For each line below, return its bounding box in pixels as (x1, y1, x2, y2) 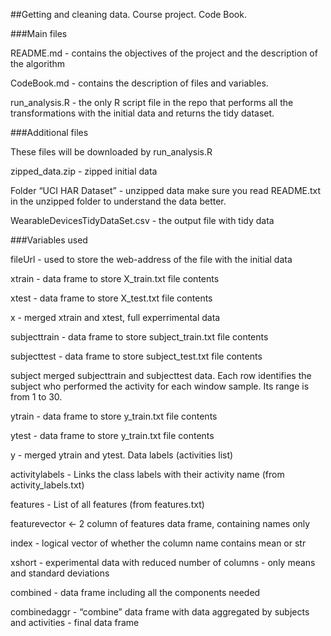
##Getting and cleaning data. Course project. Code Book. (10, 9, 247, 20)
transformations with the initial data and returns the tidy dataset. (10, 107, 275, 119)
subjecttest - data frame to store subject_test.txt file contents (10, 350, 263, 362)
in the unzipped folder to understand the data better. (10, 195, 227, 207)
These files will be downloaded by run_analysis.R (10, 146, 213, 158)
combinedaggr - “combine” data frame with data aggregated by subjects (10, 606, 310, 618)
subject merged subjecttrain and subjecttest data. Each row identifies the (10, 370, 312, 381)
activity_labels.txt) (10, 479, 85, 491)
